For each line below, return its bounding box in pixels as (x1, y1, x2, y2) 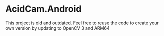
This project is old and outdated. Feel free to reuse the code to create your (5, 20, 159, 26)
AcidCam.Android (5, 3, 82, 15)
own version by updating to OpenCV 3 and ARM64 (5, 25, 110, 31)
